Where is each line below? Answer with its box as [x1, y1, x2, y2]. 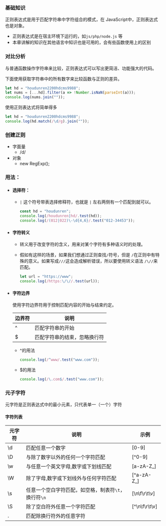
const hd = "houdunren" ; [19, 209, 71, 214]
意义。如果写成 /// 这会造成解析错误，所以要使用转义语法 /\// [28, 258, 154, 264]
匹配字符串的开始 [34, 325, 75, 332]
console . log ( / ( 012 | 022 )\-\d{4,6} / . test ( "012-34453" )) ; [19, 218, 135, 223]
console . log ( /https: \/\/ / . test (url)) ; [19, 279, 100, 284]
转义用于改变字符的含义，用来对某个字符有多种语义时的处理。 [19, 241, 146, 247]
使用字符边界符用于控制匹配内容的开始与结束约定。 [12, 302, 117, 308]
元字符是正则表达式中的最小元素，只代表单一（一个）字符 [5, 402, 122, 408]
